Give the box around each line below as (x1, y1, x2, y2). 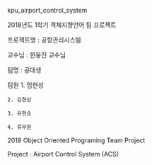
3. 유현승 (7, 110, 32, 117)
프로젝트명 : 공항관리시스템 (7, 35, 81, 44)
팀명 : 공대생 (7, 66, 42, 74)
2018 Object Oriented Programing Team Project (7, 136, 146, 144)
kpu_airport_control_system (7, 6, 88, 14)
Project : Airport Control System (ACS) (7, 150, 119, 158)
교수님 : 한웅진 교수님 (7, 51, 66, 59)
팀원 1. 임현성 (7, 81, 45, 89)
